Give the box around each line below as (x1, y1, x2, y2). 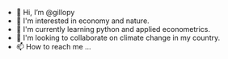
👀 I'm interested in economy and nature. (15, 16, 150, 26)
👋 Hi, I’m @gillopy (15, 8, 75, 17)
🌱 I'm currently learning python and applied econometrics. (15, 25, 211, 33)
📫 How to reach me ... (15, 42, 91, 51)
